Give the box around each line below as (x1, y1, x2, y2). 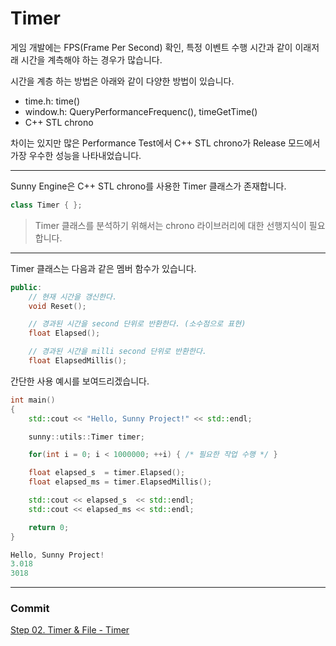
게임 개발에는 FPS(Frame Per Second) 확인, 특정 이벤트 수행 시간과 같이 (10, 41, 293, 53)
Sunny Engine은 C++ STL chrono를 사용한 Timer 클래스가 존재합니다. (10, 180, 287, 192)
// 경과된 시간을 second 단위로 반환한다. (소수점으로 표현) (28, 319, 247, 329)
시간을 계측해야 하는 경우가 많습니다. (20, 53, 163, 66)
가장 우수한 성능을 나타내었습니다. (10, 149, 142, 161)
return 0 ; (28, 522, 70, 532)
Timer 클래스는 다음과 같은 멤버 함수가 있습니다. (10, 262, 197, 274)
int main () (10, 395, 56, 405)
